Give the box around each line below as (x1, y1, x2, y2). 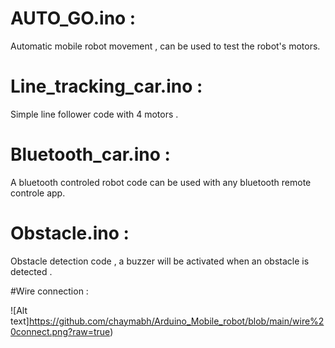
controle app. (10, 187, 66, 199)
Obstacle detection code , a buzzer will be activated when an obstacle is (10, 255, 310, 267)
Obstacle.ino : (10, 222, 130, 244)
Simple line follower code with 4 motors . (10, 108, 179, 120)
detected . (10, 265, 53, 277)
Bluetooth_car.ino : (10, 143, 171, 166)
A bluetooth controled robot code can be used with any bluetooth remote (10, 176, 312, 188)
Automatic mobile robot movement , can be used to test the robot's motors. (10, 40, 321, 52)
